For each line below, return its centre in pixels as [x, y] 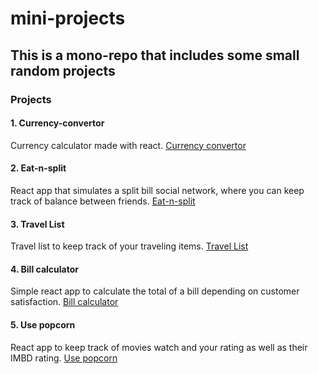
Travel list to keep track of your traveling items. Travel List [129, 246]
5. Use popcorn [43, 324]
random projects [63, 70]
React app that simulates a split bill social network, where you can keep [157, 190]
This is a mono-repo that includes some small [155, 55]
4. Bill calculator [44, 269]
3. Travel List [37, 224]
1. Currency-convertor [57, 123]
